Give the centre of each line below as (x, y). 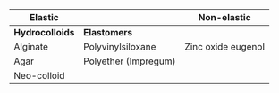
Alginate (31, 46)
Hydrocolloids (44, 32)
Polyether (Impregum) (130, 61)
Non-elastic (225, 17)
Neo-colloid (39, 76)
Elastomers (108, 32)
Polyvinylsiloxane (120, 46)
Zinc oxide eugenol (225, 46)
